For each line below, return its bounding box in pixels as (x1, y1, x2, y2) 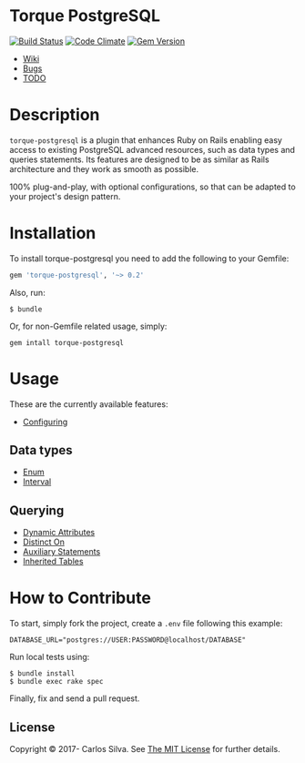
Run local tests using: (9, 652, 90, 663)
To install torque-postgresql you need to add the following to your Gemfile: (9, 252, 290, 264)
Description (9, 105, 100, 126)
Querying (9, 503, 65, 518)
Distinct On (22, 536, 66, 547)
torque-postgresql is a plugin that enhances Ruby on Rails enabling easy (9, 134, 282, 146)
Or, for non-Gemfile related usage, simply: (9, 320, 168, 331)
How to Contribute (9, 588, 152, 608)
